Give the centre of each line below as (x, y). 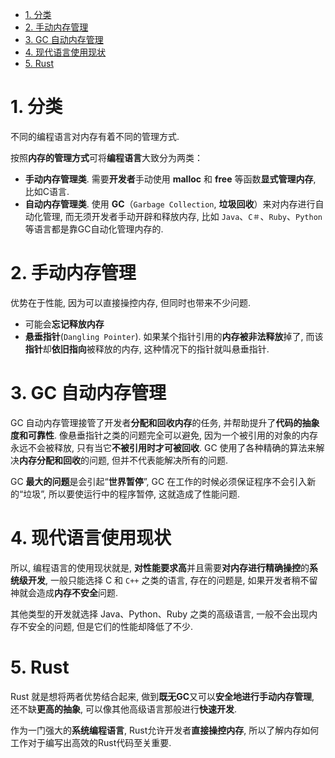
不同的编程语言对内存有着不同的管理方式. (95, 136)
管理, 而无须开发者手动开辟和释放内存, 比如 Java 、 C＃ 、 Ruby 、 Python (182, 216)
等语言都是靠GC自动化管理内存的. (94, 229)
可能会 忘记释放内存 (64, 324)
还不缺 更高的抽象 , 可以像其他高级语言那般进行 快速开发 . (124, 709)
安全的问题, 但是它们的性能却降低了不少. (110, 626)
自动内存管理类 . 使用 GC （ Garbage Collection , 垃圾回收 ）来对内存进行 (170, 204)
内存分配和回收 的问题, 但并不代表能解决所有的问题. (124, 460)
